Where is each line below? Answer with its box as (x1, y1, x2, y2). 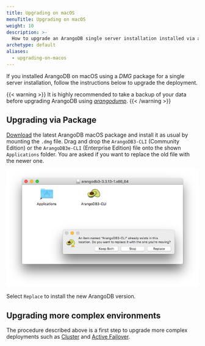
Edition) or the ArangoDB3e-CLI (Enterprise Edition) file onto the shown (6, 144, 181, 151)
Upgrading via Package (6, 115, 97, 125)
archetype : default (6, 42, 56, 48)
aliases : (6, 49, 29, 55)
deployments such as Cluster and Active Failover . (6, 333, 131, 341)
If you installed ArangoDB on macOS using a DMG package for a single (6, 72, 185, 79)
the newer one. (6, 157, 45, 164)
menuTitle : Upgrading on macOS (6, 16, 86, 23)
